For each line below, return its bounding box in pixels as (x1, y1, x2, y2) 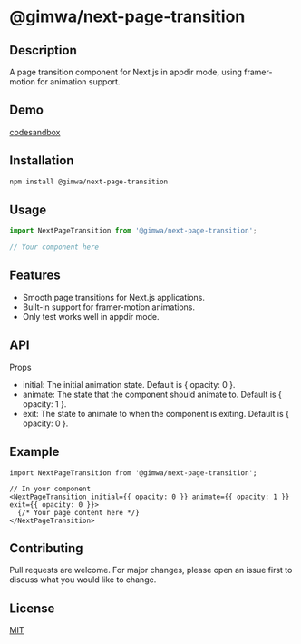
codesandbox (9, 126, 61, 137)
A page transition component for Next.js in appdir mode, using (9, 66, 243, 77)
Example (9, 444, 60, 460)
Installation (9, 153, 74, 169)
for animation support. (37, 76, 121, 87)
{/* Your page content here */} (17, 508, 141, 517)
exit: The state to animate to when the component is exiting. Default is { (22, 408, 290, 419)
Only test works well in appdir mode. (22, 311, 160, 322)
